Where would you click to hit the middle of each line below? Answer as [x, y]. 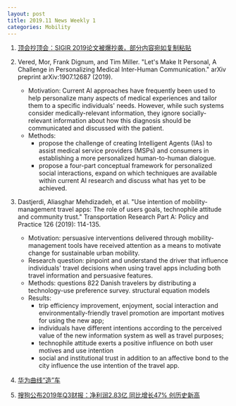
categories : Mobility [39, 27]
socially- [194, 113]
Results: [39, 298]
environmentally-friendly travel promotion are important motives [131, 313]
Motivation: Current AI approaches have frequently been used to [122, 91]
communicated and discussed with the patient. [96, 129]
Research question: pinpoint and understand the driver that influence [128, 261]
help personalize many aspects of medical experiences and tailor [122, 98]
